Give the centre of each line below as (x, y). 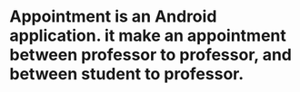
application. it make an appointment (148, 36)
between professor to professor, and (151, 55)
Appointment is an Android (113, 17)
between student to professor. (127, 74)
